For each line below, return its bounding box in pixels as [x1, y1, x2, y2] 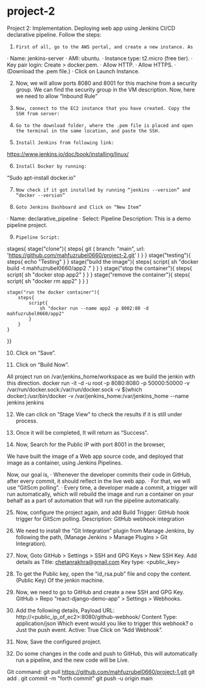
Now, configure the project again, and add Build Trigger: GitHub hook [15, 509, 190, 516]
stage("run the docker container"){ [7, 289, 100, 295]
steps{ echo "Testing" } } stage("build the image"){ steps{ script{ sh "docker [7, 258, 199, 265]
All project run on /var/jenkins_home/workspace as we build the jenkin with [7, 372, 195, 380]
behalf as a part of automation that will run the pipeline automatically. [7, 496, 180, 504]
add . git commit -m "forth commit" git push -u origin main [7, 675, 153, 682]
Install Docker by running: [15, 163, 87, 169]
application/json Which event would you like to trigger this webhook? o [15, 620, 193, 627]
